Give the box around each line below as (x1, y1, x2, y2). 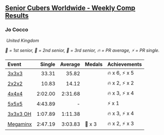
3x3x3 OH (7, 110, 32, 117)
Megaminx (7, 121, 32, 128)
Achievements (107, 61, 142, 68)
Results (5, 12, 29, 20)
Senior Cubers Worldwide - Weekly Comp (5, 4, 136, 12)
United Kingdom (6, 37, 39, 43)
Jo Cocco (5, 27, 28, 33)
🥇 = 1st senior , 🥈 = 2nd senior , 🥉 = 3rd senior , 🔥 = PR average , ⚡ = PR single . (5, 47, 160, 53)
